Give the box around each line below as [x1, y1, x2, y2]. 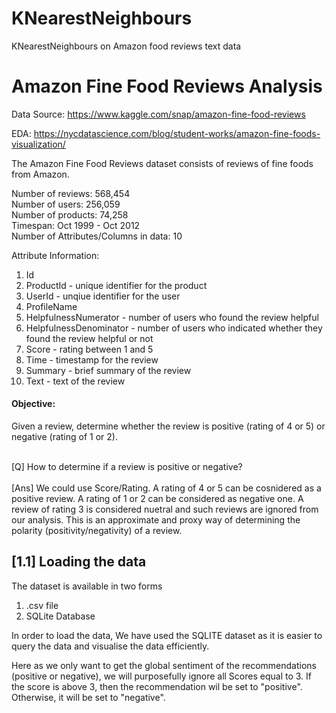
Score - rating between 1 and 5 [25, 343, 154, 355]
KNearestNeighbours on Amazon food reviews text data [11, 40, 242, 52]
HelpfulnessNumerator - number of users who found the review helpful [25, 311, 319, 323]
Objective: [11, 398, 56, 410]
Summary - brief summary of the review [25, 364, 192, 376]
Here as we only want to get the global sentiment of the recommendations [11, 659, 317, 671]
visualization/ [11, 138, 66, 150]
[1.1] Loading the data [11, 553, 147, 571]
